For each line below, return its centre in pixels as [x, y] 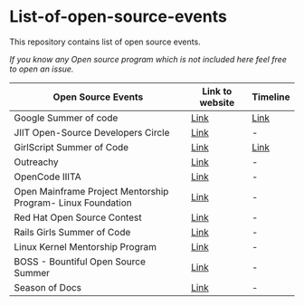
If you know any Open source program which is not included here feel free [148, 59]
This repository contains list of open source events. [105, 42]
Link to [217, 91]
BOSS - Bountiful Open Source [80, 262]
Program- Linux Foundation [73, 203]
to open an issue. [42, 69]
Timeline [271, 97]
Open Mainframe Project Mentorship [91, 191]
